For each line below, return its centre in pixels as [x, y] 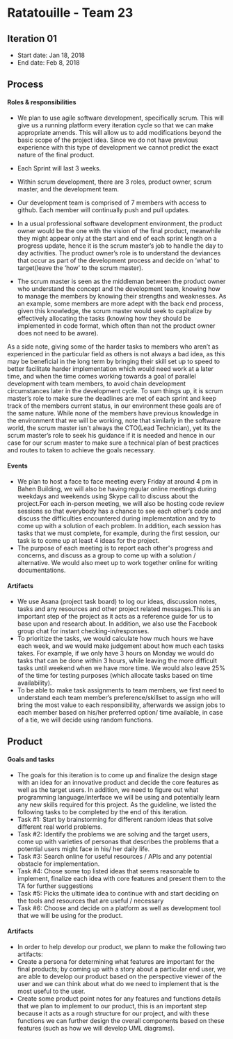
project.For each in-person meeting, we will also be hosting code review [121, 503]
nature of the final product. [56, 154]
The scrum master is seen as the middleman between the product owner [121, 281]
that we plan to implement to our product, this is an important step [112, 1006]
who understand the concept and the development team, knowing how [119, 288]
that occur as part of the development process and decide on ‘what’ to [119, 260]
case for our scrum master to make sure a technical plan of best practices [113, 443]
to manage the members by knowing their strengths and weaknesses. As [122, 296]
